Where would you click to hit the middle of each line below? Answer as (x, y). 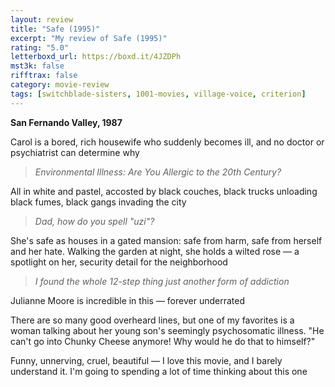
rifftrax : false (44, 76)
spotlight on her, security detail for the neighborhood (119, 262)
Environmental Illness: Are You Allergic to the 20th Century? (158, 172)
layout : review (42, 19)
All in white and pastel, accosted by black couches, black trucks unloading (164, 191)
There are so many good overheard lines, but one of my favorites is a (152, 320)
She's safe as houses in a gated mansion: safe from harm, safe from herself (166, 240)
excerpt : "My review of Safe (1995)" (89, 38)
